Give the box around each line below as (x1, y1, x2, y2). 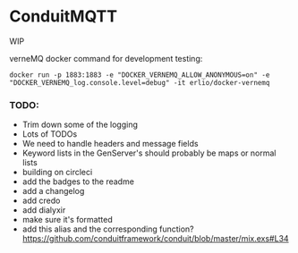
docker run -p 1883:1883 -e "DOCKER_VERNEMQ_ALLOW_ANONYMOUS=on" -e (9, 70, 270, 80)
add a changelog (21, 186, 85, 197)
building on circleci (21, 167, 93, 178)
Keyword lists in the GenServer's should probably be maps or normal (21, 148, 277, 158)
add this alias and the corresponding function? (21, 223, 194, 234)
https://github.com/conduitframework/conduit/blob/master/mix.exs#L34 (21, 233, 289, 244)
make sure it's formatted (21, 215, 114, 225)
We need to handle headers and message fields (21, 139, 199, 149)
